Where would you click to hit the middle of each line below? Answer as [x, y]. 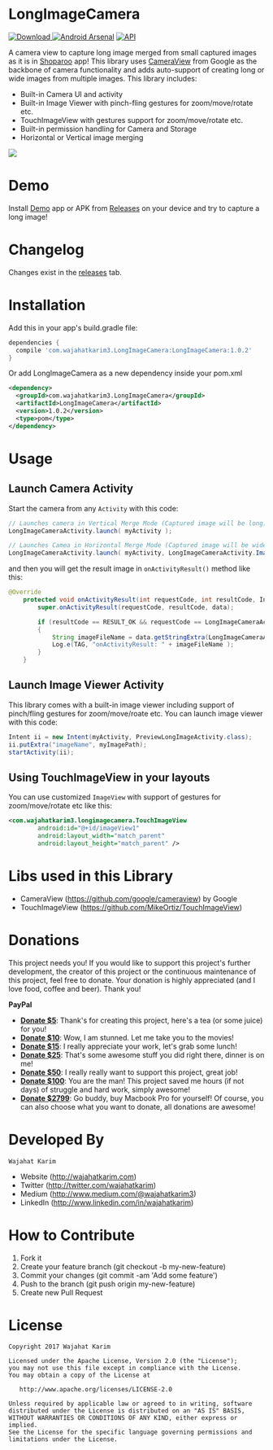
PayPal [20, 1004]
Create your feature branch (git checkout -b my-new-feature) [123, 1266]
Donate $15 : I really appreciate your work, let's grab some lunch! [128, 1046]
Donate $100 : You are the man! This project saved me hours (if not [132, 1080]
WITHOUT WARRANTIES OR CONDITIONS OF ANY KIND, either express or [123, 1418]
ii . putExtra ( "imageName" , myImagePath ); [78, 745]
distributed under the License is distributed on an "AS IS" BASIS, [127, 1411]
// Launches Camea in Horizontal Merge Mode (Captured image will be [129, 545]
